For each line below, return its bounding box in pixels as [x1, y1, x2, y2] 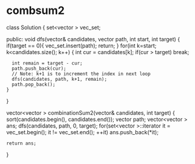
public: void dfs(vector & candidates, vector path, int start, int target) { [6, 35, 180, 43]
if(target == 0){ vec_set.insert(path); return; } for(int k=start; [6, 42, 157, 49]
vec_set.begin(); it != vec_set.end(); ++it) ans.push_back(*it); [6, 128, 159, 135]
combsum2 [6, 4, 65, 18]
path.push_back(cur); [12, 65, 67, 72]
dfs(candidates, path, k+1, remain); [12, 76, 108, 82]
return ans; [6, 140, 36, 146]
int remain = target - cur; [12, 60, 83, 66]
